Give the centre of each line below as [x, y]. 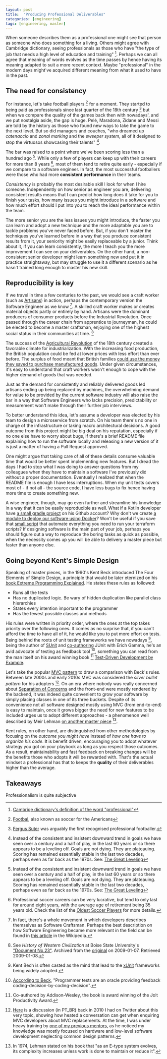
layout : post [19, 10]
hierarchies [24, 603]
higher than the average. [31, 768]
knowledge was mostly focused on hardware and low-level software [83, 1031]
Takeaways [24, 783]
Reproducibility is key [40, 283]
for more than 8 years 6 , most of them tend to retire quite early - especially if [84, 163]
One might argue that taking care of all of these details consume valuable [81, 456]
